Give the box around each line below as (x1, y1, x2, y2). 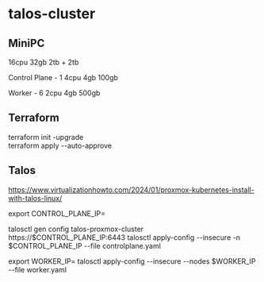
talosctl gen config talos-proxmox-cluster (8, 224, 144, 234)
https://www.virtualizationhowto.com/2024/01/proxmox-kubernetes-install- (8, 184, 255, 195)
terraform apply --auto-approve (8, 141, 113, 150)
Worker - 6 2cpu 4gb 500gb (8, 88, 101, 98)
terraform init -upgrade (8, 132, 84, 141)
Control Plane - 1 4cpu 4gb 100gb (8, 73, 119, 82)
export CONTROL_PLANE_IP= (8, 208, 105, 218)
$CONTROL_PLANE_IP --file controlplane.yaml (8, 241, 161, 250)
